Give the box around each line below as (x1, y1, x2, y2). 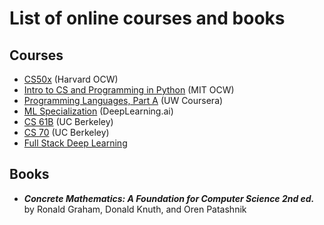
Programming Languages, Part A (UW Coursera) (23, 95, 224, 106)
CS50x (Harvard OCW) (23, 73, 119, 85)
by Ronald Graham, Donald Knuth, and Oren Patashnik (23, 203, 247, 215)
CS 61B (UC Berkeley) (23, 116, 114, 127)
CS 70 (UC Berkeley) (23, 127, 110, 138)
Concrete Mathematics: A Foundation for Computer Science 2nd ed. (23, 192, 315, 204)
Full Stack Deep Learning (23, 137, 128, 149)
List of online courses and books (9, 7, 286, 30)
